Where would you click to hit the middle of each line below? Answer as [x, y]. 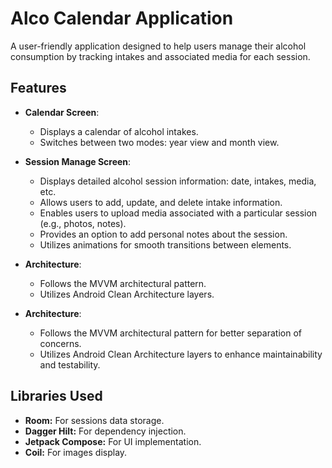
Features [38, 88]
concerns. [60, 343]
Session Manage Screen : [78, 161]
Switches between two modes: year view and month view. [159, 142]
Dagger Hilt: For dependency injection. [105, 431]
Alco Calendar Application [122, 18]
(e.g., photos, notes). [83, 223]
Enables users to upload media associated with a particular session [178, 213]
